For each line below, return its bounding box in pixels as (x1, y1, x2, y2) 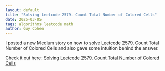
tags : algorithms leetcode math (5, 21, 73, 27)
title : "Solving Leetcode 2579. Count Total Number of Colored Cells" (5, 12, 157, 17)
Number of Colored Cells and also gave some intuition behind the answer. (5, 45, 159, 51)
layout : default (5, 7, 39, 13)
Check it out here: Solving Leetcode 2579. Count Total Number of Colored (5, 55, 160, 61)
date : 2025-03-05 (5, 17, 42, 22)
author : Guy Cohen (5, 26, 44, 31)
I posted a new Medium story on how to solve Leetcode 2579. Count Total (5, 40, 159, 46)
